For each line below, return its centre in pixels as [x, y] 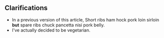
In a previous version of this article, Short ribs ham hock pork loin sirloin [85, 19]
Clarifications [26, 8]
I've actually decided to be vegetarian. [51, 30]
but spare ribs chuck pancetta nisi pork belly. [58, 25]
